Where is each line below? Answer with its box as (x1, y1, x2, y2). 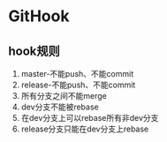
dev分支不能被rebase (20, 101, 99, 112)
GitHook (8, 6, 70, 26)
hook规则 (8, 43, 61, 58)
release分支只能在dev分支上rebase (20, 123, 149, 134)
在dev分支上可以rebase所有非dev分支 (20, 113, 159, 123)
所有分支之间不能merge (20, 91, 108, 101)
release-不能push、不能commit (20, 79, 136, 90)
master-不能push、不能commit (20, 69, 134, 78)
